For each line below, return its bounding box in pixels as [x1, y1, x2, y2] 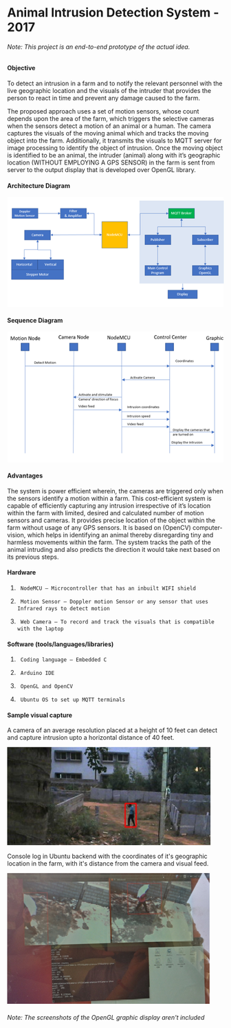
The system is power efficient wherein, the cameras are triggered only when [7, 486, 223, 495]
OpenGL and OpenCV [20, 683, 74, 690]
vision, [7, 531, 26, 539]
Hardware [7, 568, 36, 577]
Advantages [7, 471, 43, 480]
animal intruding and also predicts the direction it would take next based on [7, 545, 220, 553]
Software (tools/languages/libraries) [7, 640, 114, 648]
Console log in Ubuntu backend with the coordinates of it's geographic [7, 852, 208, 861]
